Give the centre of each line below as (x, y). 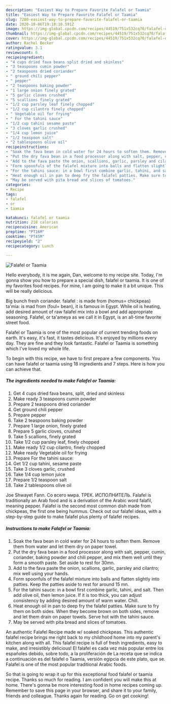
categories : (18, 185)
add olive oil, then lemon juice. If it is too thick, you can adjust (77, 595)
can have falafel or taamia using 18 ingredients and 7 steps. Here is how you (85, 363)
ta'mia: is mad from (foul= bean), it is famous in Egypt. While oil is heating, (83, 306)
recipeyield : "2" (24, 241)
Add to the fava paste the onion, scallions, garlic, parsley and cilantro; (86, 568)
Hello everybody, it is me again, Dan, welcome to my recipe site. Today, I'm (84, 274)
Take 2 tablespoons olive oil (42, 485)
